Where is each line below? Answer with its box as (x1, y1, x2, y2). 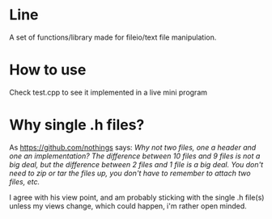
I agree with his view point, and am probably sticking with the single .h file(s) (9, 192, 265, 202)
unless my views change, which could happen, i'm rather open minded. (9, 200, 248, 211)
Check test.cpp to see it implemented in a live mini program (9, 87, 208, 97)
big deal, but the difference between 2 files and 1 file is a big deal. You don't (9, 159, 264, 169)
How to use (9, 61, 87, 79)
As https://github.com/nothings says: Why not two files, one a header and (9, 142, 257, 152)
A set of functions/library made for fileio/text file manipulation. (9, 32, 217, 42)
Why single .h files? (9, 116, 145, 134)
